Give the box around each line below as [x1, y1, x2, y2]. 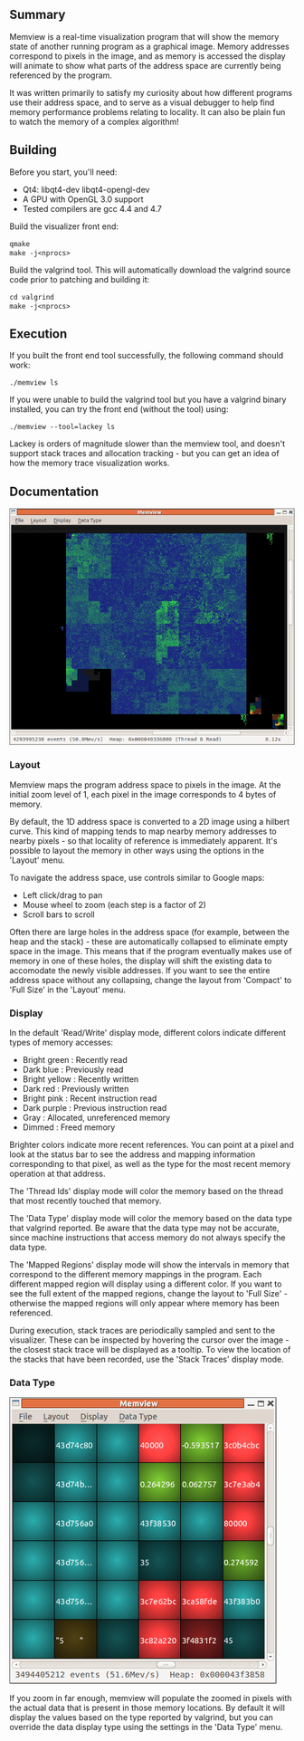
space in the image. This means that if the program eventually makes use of [9, 945, 292, 956]
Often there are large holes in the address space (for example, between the [9, 926, 290, 937]
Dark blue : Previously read [22, 1064, 124, 1076]
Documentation [9, 483, 100, 499]
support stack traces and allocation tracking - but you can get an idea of [9, 448, 280, 459]
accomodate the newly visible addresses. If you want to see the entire [9, 964, 271, 976]
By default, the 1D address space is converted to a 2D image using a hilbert [9, 816, 290, 827]
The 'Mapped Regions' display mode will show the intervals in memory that [9, 1259, 290, 1270]
